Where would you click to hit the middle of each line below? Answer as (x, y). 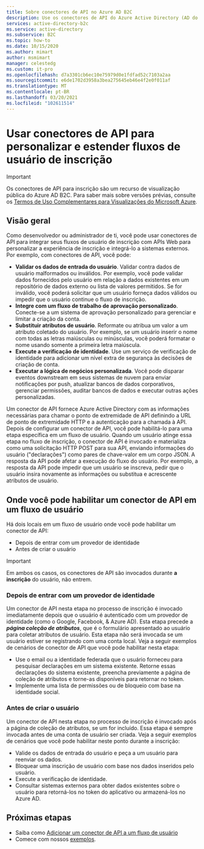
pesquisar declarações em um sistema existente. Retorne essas (95, 666)
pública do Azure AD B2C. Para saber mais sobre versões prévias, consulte (101, 195)
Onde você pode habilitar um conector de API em (101, 500)
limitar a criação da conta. (48, 319)
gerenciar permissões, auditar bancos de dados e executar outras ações (107, 390)
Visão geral (28, 220)
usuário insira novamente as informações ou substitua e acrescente (92, 474)
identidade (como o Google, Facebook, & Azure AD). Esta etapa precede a (100, 622)
